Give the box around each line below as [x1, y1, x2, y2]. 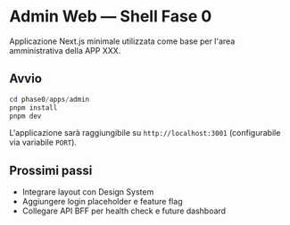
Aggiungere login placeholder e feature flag [21, 196, 183, 207]
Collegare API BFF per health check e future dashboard [21, 205, 226, 216]
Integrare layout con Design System [21, 187, 154, 197]
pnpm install [9, 103, 58, 112]
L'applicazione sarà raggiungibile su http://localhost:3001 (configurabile [9, 128, 281, 138]
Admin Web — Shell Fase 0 [9, 6, 212, 27]
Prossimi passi [9, 162, 93, 178]
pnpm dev [9, 112, 42, 121]
